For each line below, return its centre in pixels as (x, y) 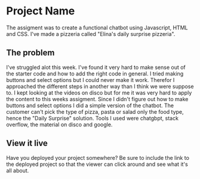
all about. (18, 170)
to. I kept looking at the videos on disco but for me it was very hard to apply (99, 92)
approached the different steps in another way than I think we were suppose (100, 86)
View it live (27, 143)
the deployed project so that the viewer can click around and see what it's (97, 164)
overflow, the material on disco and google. (59, 125)
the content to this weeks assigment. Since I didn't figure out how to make (97, 99)
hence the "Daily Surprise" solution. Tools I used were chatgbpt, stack (93, 118)
